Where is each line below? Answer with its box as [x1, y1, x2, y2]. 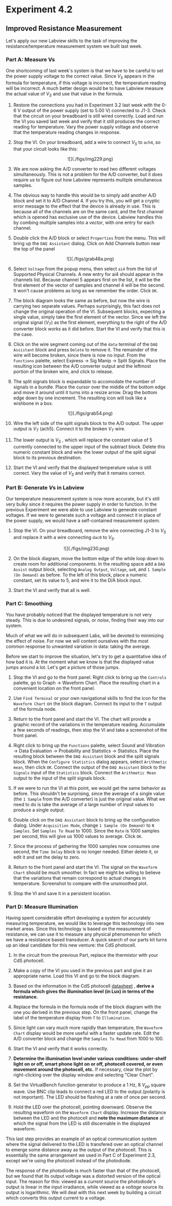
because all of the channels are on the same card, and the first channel [13, 208, 164, 214]
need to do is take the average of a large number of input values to [13, 802, 154, 808]
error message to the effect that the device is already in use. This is [13, 203, 156, 209]
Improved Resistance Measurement [6, 24, 122, 33]
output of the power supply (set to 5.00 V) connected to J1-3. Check [21, 107, 166, 114]
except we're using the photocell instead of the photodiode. [6, 1158, 132, 1164]
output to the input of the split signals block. [13, 775, 106, 782]
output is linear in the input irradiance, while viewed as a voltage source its [6, 1184, 163, 1190]
